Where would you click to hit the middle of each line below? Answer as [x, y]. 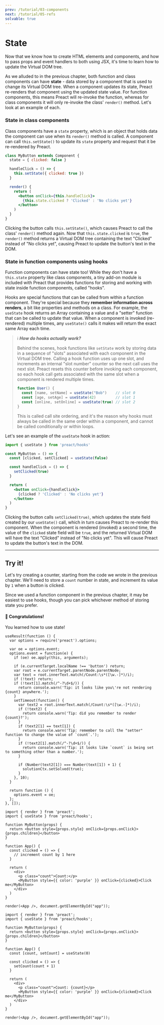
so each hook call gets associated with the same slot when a [78, 374]
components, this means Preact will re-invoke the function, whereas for [77, 97]
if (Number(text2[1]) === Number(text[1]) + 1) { [69, 765]
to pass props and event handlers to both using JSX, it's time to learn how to [82, 62]
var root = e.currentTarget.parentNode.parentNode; [67, 671]
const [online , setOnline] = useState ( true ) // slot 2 [79, 402]
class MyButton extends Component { [42, 155]
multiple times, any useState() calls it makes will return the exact [91, 323]
